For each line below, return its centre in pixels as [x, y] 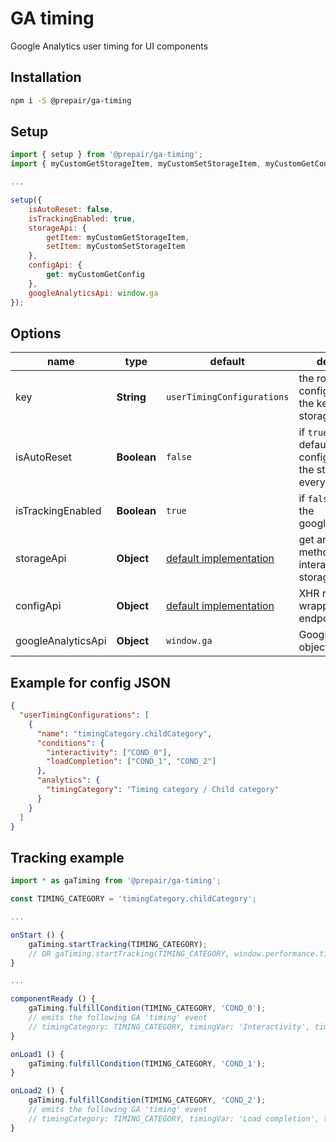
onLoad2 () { [37, 1091]
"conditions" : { [70, 743]
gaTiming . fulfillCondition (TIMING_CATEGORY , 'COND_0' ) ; [147, 1008]
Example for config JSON [90, 682]
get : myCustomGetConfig [95, 275]
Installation [46, 77]
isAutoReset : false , [71, 209]
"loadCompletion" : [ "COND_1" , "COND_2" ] [131, 762]
